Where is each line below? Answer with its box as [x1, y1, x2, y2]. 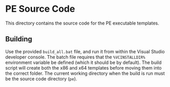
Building [5, 35, 32, 43]
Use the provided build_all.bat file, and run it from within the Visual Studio [5, 48, 165, 54]
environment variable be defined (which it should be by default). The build [5, 59, 162, 66]
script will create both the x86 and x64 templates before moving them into [5, 64, 162, 71]
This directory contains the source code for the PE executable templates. [5, 20, 160, 26]
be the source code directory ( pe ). [5, 75, 77, 82]
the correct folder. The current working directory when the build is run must [5, 70, 165, 76]
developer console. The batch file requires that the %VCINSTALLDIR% [5, 54, 146, 60]
